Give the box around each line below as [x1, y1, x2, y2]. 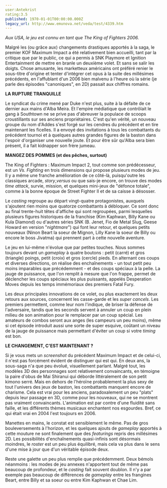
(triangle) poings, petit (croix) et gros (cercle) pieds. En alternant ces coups [5, 255, 160, 261]
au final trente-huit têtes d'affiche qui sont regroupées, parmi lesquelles [5, 209, 153, 214]
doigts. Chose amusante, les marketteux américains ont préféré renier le [5, 66, 153, 71]
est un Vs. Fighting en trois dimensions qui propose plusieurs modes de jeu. [5, 167, 161, 173]
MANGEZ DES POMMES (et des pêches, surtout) [5, 152, 107, 158]
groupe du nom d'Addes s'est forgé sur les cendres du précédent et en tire [5, 122, 159, 128]
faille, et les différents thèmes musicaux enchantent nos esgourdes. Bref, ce [5, 405, 161, 411]
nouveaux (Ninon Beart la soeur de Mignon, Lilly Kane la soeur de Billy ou [5, 229, 156, 236]
